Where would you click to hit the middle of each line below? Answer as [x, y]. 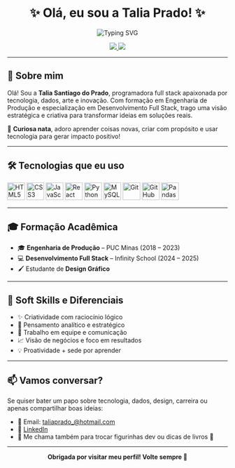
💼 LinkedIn [33, 429]
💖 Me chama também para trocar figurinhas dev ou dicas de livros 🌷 [115, 437]
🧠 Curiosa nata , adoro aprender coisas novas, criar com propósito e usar [113, 128]
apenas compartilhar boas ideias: [55, 408]
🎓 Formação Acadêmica [63, 227]
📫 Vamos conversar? [55, 380]
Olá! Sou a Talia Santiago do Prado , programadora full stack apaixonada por [117, 93]
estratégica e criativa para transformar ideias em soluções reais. [100, 115]
